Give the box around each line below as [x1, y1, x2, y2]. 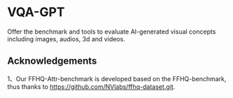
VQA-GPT [7, 4, 65, 20]
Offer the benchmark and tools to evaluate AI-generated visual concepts [7, 27, 216, 36]
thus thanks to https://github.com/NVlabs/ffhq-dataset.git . [7, 82, 176, 91]
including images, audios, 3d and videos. [7, 34, 126, 43]
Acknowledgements [7, 55, 97, 67]
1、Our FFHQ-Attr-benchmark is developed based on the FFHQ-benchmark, [7, 74, 227, 83]
